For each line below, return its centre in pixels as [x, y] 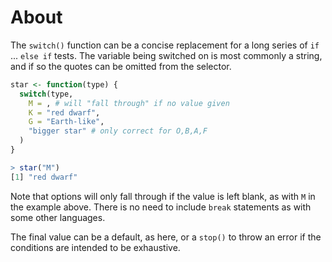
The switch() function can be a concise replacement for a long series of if [165, 45]
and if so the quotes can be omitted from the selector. [121, 66]
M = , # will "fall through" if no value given [129, 103]
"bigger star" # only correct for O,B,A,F [118, 131]
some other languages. [58, 217]
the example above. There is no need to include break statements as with [161, 207]
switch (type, [46, 94]
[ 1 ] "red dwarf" [44, 177]
